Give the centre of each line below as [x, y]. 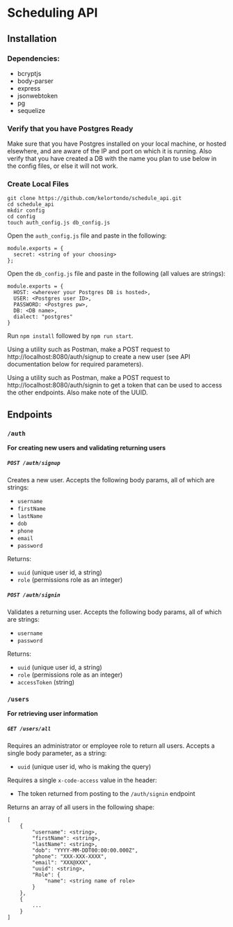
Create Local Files [38, 184]
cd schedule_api [31, 205]
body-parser [35, 81]
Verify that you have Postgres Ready [70, 128]
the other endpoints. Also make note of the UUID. [78, 392]
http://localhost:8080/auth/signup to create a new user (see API [99, 357]
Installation [32, 39]
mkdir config [26, 210]
